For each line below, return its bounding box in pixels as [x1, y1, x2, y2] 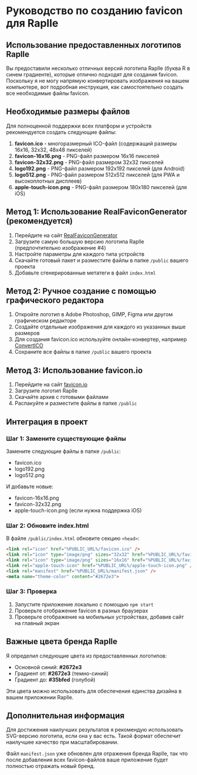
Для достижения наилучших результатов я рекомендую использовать [6, 726, 184, 733]
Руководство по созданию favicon [6, 4, 183, 18]
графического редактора [6, 296, 104, 306]
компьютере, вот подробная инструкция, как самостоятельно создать [6, 83, 184, 90]
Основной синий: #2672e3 [14, 663, 82, 670]
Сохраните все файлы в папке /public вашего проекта [14, 348, 152, 355]
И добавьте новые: [6, 483, 54, 490]
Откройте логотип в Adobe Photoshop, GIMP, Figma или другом [14, 311, 173, 318]
